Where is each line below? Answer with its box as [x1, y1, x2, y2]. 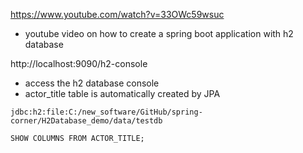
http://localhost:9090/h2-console [10, 58, 148, 69]
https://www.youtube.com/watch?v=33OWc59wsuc [10, 9, 225, 20]
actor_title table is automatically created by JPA [24, 88, 221, 99]
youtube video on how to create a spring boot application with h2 [24, 28, 294, 39]
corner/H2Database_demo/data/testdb [10, 116, 163, 126]
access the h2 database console [24, 77, 160, 89]
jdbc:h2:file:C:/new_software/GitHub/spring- [10, 107, 203, 117]
